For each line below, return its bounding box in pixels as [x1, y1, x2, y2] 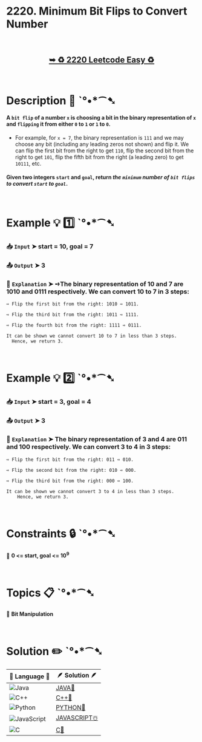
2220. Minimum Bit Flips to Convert [6, 4, 187, 18]
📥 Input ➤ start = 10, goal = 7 [6, 242, 94, 251]
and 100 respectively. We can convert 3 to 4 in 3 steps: [6, 443, 171, 451]
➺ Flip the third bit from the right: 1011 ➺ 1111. [6, 311, 139, 318]
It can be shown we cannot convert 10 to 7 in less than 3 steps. [6, 333, 177, 339]
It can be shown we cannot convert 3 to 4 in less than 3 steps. [6, 488, 174, 494]
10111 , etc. [15, 160, 42, 167]
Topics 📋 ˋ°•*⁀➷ [6, 586, 95, 600]
